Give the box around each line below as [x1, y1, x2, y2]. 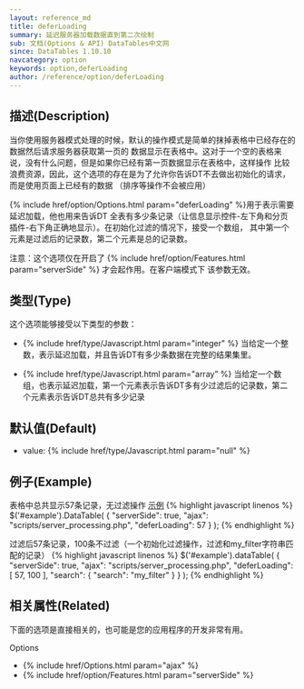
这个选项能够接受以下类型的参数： [9, 319, 137, 330]
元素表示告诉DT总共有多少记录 [30, 392, 145, 403]
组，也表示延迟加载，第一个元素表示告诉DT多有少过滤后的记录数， [22, 380, 272, 391]
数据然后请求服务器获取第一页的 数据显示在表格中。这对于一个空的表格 [9, 145, 274, 156]
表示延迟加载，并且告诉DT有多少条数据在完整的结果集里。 [38, 349, 257, 360]
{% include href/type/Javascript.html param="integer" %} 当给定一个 [22, 338, 281, 349]
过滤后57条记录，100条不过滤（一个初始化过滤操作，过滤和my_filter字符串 [9, 538, 286, 549]
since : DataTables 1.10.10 [9, 47, 112, 56]
